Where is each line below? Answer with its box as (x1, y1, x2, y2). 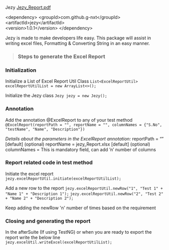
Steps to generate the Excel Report (17, 53, 106, 60)
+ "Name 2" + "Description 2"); (5, 196, 74, 201)
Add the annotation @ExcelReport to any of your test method (5, 117, 133, 123)
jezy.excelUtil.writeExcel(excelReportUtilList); (5, 240, 113, 245)
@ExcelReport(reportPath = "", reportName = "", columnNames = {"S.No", (5, 122, 162, 127)
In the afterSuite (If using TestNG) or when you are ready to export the (5, 229, 152, 235)
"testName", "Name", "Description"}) (5, 127, 85, 132)
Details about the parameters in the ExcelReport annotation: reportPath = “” (5, 135, 164, 142)
